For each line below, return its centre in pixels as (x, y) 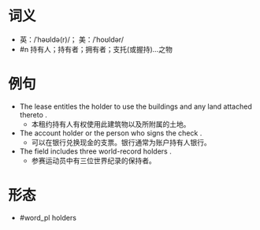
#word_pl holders (48, 217)
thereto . (33, 114)
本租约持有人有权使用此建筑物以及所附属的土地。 (111, 124)
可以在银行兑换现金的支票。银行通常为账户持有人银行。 (121, 142)
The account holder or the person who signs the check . (111, 133)
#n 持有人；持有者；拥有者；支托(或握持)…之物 (96, 49)
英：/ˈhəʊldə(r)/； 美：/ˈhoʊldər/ (72, 39)
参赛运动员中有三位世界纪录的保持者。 (93, 160)
